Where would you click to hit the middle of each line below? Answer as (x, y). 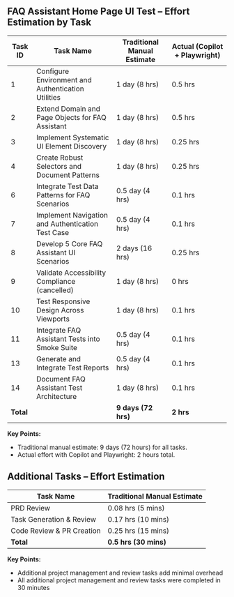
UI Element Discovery (71, 146)
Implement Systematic (72, 137)
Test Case (53, 232)
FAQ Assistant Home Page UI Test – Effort (99, 12)
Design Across (60, 310)
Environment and (64, 80)
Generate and (58, 358)
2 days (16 (134, 248)
